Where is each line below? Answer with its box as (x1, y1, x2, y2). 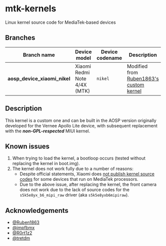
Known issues (5, 142, 50, 151)
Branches (5, 34, 36, 42)
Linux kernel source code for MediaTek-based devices (5, 19, 116, 25)
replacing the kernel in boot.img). (12, 161, 80, 166)
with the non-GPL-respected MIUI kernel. (5, 128, 90, 134)
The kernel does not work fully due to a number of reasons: (12, 166, 133, 172)
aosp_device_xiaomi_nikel (7, 75, 71, 82)
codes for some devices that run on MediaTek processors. (19, 176, 138, 182)
